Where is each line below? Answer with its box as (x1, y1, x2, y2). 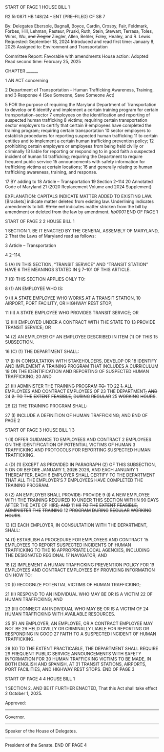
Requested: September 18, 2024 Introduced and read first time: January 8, (5, 39, 155, 44)
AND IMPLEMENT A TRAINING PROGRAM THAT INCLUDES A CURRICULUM (5, 363, 159, 369)
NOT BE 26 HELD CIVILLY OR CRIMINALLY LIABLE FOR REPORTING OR (5, 626, 149, 631)
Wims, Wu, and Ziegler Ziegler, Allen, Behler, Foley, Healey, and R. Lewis (5, 34, 150, 39)
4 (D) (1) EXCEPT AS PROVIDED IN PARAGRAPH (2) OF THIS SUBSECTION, (5, 462, 156, 467)
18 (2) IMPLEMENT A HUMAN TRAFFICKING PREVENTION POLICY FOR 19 (5, 562, 155, 568)
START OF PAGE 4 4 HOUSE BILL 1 (5, 676, 75, 682)
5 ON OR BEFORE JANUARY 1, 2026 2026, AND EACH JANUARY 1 (5, 467, 138, 472)
